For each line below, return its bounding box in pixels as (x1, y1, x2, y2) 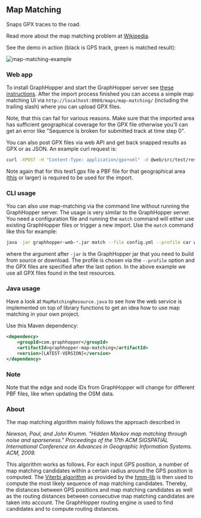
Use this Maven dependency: (6, 322, 79, 330)
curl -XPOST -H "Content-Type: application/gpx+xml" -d (6, 157, 148, 163)
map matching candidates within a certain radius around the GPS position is (6, 467, 193, 474)
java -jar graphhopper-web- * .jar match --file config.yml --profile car (6, 239, 191, 246)
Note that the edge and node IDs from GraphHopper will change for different (6, 384, 195, 391)
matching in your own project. (6, 310, 80, 318)
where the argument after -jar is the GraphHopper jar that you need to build (6, 251, 194, 258)
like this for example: (6, 228, 57, 235)
